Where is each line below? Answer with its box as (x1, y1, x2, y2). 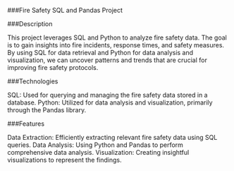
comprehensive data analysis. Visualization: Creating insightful (7, 148, 190, 156)
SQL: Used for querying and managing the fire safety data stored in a (7, 91, 208, 99)
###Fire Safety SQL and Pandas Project (7, 6, 123, 14)
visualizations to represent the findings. (7, 155, 122, 164)
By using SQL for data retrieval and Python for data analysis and (7, 49, 194, 57)
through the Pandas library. (7, 106, 87, 114)
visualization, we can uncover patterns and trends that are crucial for (7, 56, 208, 64)
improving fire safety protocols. (7, 64, 99, 71)
